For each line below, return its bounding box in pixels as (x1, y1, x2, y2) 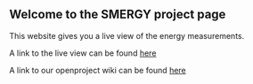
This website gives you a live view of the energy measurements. (9, 30, 245, 41)
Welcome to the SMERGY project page (9, 7, 226, 22)
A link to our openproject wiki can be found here (9, 65, 187, 75)
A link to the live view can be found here (9, 48, 157, 58)
